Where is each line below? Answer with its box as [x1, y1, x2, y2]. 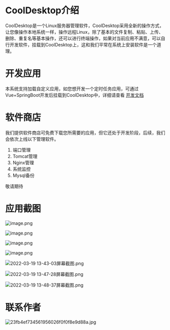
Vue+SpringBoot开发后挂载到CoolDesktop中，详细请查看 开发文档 [5, 92, 144, 98]
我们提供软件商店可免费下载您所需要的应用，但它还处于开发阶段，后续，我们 [5, 130, 165, 136]
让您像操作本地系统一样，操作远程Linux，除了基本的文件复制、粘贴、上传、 [5, 29, 163, 35]
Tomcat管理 [12, 153, 38, 159]
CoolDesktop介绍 [5, 5, 80, 16]
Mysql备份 [12, 172, 35, 179]
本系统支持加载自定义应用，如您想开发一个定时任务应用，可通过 [5, 85, 139, 92]
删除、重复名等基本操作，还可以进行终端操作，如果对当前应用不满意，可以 [5, 35, 161, 41]
